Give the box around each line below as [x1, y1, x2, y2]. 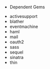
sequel [9, 49, 23, 55]
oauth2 [9, 39, 24, 45]
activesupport [9, 14, 38, 19]
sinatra [9, 55, 24, 60]
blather [9, 19, 24, 24]
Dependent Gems [9, 4, 45, 10]
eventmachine [9, 24, 38, 29]
